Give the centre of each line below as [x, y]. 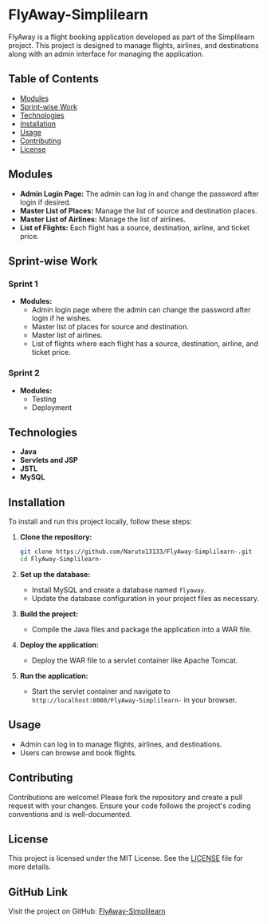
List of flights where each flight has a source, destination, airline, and [145, 344]
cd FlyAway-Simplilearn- [61, 560]
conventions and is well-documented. [70, 814]
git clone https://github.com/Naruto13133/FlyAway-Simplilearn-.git [136, 552]
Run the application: [54, 675]
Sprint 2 [24, 373]
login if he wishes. [61, 318]
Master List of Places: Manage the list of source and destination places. [138, 210]
